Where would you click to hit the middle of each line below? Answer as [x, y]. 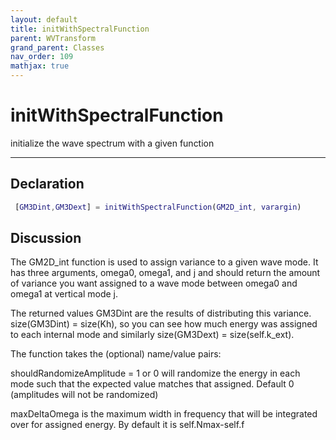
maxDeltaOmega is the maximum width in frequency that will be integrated [164, 414]
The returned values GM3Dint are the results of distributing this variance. [161, 313]
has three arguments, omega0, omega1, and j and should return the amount [165, 273]
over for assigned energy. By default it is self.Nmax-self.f [127, 425]
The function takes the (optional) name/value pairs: [116, 354]
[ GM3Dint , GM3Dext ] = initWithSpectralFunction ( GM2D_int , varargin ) [158, 207]
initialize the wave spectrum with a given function [112, 143]
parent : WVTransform [53, 38]
